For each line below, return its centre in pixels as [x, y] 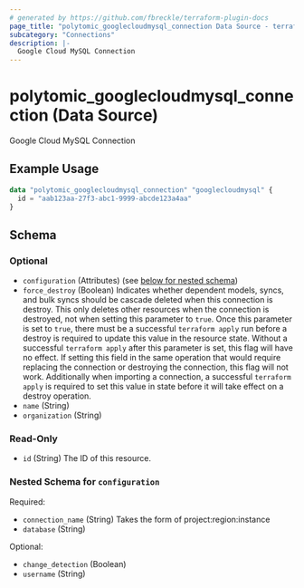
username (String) [54, 574]
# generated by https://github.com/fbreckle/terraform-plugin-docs [139, 18]
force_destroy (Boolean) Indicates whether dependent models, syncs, [153, 290]
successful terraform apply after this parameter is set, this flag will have [158, 348]
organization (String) [62, 415]
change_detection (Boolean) [74, 564]
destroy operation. [57, 396]
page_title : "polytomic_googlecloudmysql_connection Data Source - [139, 26]
